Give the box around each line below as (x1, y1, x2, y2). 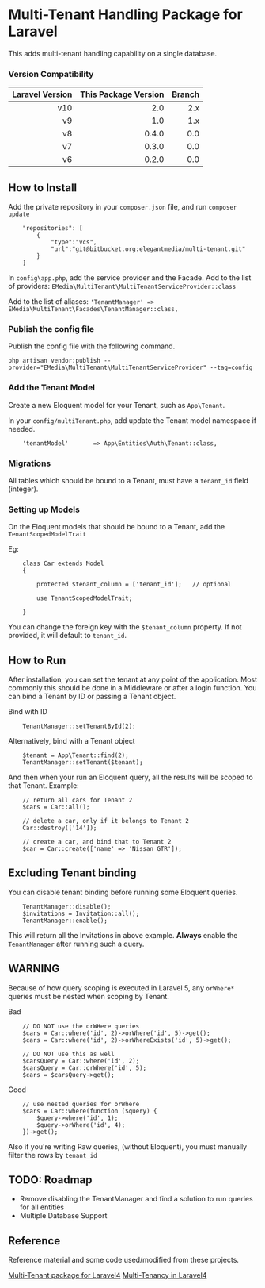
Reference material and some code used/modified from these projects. (8, 1255, 240, 1265)
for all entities (19, 1202, 65, 1212)
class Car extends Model (22, 559, 104, 568)
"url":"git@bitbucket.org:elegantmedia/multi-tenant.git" (50, 245, 246, 253)
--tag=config (210, 363, 253, 372)
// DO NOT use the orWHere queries (22, 1022, 140, 1030)
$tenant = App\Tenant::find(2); (22, 752, 129, 759)
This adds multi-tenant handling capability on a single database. (8, 48, 218, 58)
